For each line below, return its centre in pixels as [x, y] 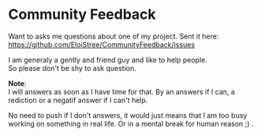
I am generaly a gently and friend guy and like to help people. [108, 60]
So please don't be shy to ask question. [72, 68]
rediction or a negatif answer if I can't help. [78, 100]
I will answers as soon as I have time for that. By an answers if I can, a [121, 91]
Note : [17, 83]
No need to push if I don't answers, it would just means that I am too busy [128, 115]
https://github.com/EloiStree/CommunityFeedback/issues [102, 44]
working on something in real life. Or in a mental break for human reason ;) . [131, 123]
